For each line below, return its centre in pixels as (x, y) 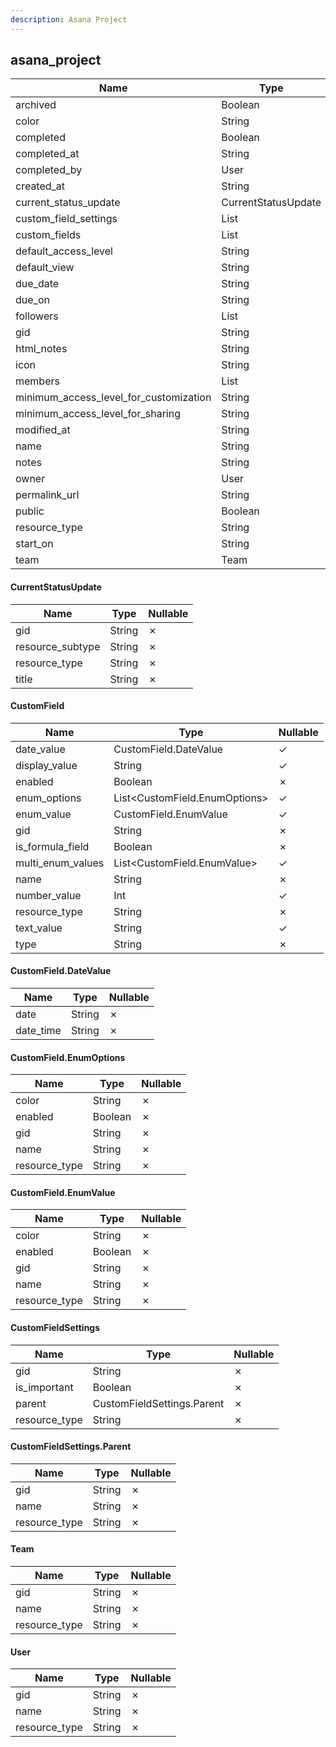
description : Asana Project (69, 19)
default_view (45, 268)
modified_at (43, 430)
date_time (38, 1031)
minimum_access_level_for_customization (113, 398)
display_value (46, 765)
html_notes (41, 349)
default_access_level (64, 251)
